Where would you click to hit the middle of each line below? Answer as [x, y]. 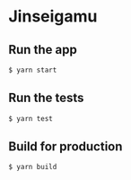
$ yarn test [31, 118]
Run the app [43, 50]
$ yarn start [33, 70]
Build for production [65, 146]
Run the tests [46, 98]
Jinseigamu [53, 17]
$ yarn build [33, 167]
